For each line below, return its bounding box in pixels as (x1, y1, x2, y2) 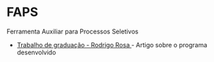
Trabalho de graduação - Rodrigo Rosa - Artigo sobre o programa (16, 40, 208, 49)
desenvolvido (16, 48, 56, 56)
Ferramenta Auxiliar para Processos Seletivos (6, 27, 139, 36)
